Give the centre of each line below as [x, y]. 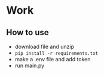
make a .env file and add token [53, 59]
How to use [27, 32]
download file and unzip [45, 46]
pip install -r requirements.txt [56, 54]
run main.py [30, 65]
